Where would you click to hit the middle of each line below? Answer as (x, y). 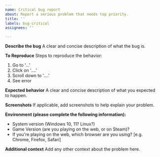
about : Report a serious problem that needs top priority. (67, 14)
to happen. (16, 96)
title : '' (15, 19)
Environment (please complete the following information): (66, 115)
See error (22, 81)
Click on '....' (25, 70)
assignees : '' (20, 28)
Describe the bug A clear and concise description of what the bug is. (75, 46)
